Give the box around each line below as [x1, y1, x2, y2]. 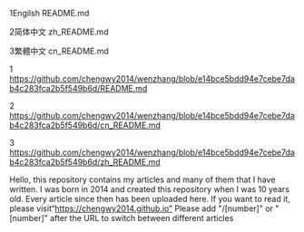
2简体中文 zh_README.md [9, 26, 109, 37]
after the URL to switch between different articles [49, 213, 234, 223]
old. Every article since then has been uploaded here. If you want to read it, [9, 194, 290, 204]
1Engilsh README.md [9, 8, 90, 18]
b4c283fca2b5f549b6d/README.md [9, 83, 148, 93]
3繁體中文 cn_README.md [9, 45, 109, 56]
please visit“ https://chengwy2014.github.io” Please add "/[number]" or [9, 203, 274, 214]
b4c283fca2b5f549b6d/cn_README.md [9, 120, 161, 130]
